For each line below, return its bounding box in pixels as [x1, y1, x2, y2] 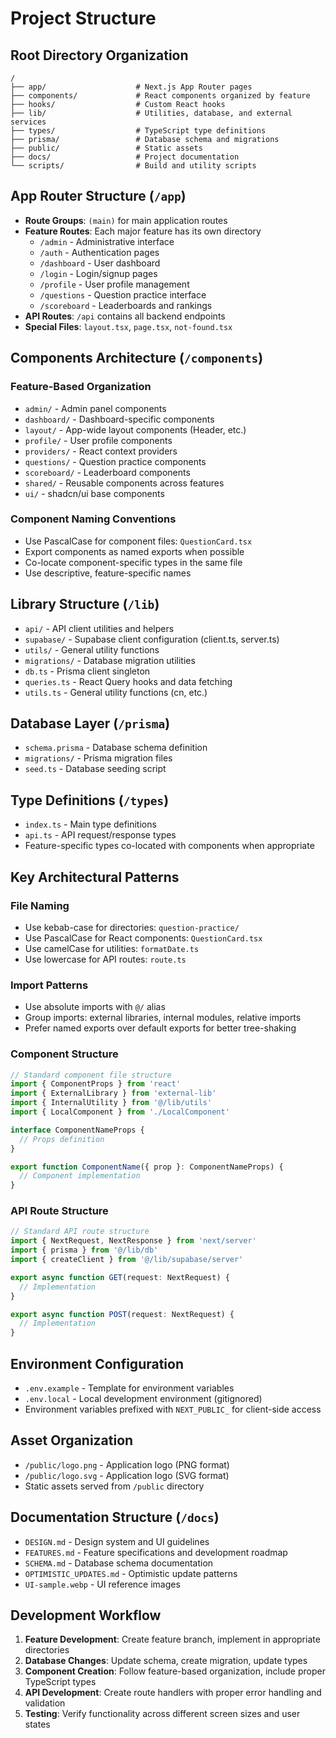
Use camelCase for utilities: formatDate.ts [24, 942, 200, 954]
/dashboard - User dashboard [39, 257, 161, 269]
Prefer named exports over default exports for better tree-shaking [24, 1022, 297, 1034]
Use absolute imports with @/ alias [24, 1001, 166, 1013]
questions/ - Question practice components [24, 455, 207, 467]
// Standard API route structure [10, 1227, 150, 1237]
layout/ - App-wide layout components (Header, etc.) [24, 423, 247, 436]
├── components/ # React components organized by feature [10, 91, 311, 101]
